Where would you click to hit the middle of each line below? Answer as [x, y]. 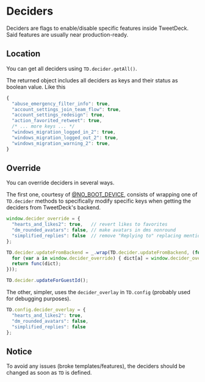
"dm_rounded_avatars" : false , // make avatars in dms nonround [94, 230]
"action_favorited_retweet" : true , [57, 121]
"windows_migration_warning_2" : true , [61, 143]
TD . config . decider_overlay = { [46, 310]
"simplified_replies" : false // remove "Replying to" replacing [97, 236]
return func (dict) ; [37, 264]
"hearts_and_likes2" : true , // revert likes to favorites [90, 225]
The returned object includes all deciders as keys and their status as [92, 80]
